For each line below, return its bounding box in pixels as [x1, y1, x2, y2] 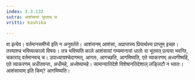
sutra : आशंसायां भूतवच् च [6, 14, 57, 20]
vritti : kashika [6, 19, 46, 25]
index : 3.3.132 [6, 8, 44, 15]
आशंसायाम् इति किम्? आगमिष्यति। [6, 67, 71, 74]
